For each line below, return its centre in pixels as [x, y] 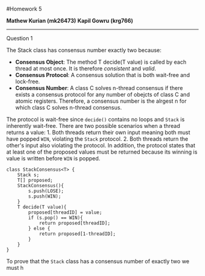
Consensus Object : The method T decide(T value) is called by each [101, 62]
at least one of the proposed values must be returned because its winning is [102, 152]
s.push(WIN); [45, 196]
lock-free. [27, 81]
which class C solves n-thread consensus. [68, 107]
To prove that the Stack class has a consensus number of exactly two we [98, 261]
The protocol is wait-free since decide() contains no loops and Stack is [95, 119]
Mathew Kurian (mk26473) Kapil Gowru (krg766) [70, 21]
